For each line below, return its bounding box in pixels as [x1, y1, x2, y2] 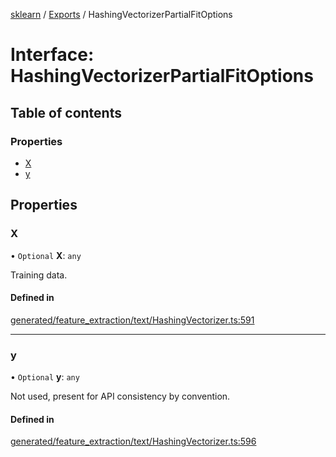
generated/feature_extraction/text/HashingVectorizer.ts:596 [10, 435, 257, 448]
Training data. [10, 269, 68, 281]
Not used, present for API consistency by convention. [10, 390, 231, 403]
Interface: [10, 44, 95, 66]
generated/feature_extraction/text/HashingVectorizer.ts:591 [10, 314, 255, 326]
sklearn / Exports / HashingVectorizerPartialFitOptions [10, 9, 233, 20]
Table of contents [10, 104, 122, 121]
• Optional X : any [10, 249, 82, 261]
